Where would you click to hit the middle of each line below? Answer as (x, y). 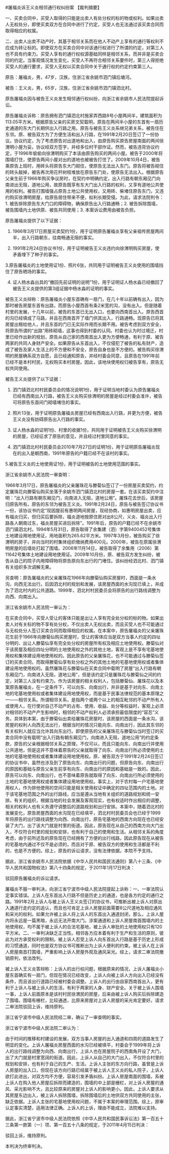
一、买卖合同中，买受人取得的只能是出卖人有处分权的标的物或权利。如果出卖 (84, 18)
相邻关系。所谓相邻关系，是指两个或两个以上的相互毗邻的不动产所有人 (91, 700)
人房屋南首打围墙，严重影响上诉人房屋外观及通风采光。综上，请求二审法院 (82, 952)
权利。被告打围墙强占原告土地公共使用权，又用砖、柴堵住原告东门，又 (87, 191)
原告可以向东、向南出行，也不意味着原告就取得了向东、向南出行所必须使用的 (84, 775)
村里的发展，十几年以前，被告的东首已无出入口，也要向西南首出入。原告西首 (84, 312)
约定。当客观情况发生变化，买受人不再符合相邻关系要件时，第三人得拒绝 (89, 60)
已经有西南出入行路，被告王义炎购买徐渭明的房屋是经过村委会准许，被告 (87, 396)
